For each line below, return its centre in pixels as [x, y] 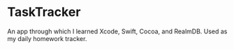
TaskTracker [44, 12]
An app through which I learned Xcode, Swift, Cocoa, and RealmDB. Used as [117, 31]
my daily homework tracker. [47, 38]
